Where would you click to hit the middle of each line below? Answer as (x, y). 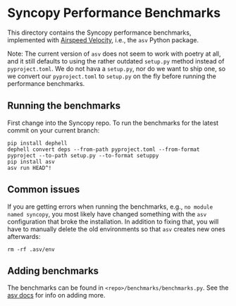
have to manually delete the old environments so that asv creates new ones (116, 229)
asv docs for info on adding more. (56, 295)
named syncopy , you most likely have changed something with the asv (107, 214)
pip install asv (31, 161)
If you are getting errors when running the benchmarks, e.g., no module (110, 207)
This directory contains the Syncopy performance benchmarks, (99, 32)
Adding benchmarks (53, 270)
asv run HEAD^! (30, 168)
